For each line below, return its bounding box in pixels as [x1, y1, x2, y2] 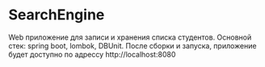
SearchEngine [8, 6, 105, 24]
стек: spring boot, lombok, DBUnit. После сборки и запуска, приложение [8, 40, 257, 50]
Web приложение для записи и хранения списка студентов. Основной [8, 32, 252, 42]
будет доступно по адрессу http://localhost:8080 [8, 49, 176, 59]
